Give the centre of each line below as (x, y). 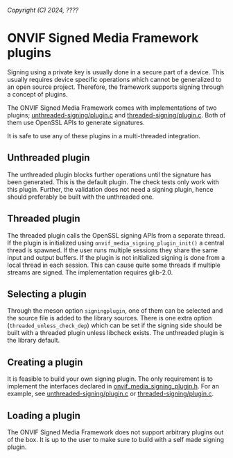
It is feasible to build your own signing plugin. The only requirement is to (110, 379)
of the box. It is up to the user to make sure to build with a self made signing (115, 440)
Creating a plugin (45, 362)
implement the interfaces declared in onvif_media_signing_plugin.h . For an (113, 386)
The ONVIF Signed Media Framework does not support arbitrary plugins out (115, 432)
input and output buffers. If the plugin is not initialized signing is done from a (116, 257)
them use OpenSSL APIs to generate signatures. (76, 122)
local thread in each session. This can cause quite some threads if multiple (114, 265)
